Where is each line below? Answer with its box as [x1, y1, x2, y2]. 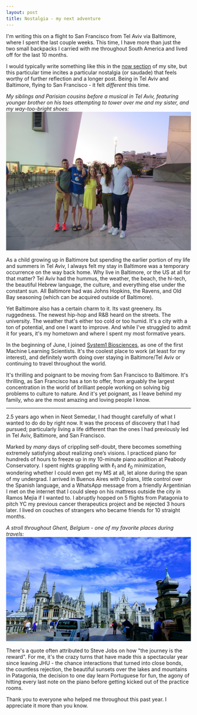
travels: [6, 531, 25, 538]
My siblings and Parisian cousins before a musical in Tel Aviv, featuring [6, 93, 179, 100]
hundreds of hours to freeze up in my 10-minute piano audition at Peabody [6, 455, 186, 463]
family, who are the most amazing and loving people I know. [6, 396, 151, 403]
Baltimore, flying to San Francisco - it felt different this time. [6, 81, 151, 88]
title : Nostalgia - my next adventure [6, 15, 101, 22]
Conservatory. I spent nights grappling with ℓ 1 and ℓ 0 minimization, [6, 462, 167, 470]
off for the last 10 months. [6, 51, 69, 58]
